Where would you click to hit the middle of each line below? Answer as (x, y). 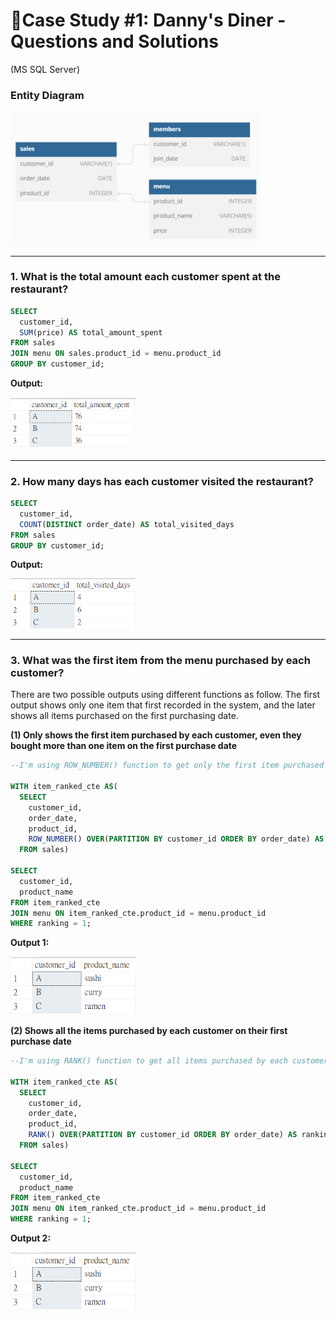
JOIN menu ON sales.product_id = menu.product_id (116, 354)
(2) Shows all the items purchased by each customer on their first (149, 1031)
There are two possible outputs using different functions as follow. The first (165, 695)
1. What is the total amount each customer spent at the (145, 277)
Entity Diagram (47, 95)
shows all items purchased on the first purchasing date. (124, 716)
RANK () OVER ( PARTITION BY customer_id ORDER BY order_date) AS (163, 1135)
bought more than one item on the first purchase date (124, 746)
